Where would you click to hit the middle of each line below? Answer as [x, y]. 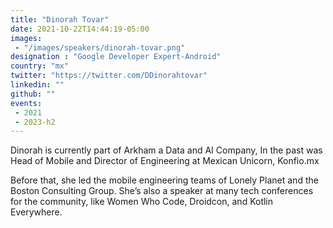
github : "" [33, 94]
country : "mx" [40, 66]
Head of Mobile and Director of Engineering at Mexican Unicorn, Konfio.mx [165, 161]
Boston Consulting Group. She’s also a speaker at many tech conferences [162, 191]
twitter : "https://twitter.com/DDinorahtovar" [109, 76]
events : [26, 103]
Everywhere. [36, 212]
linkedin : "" [37, 85]
